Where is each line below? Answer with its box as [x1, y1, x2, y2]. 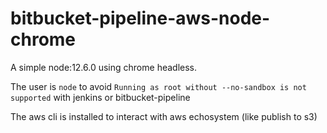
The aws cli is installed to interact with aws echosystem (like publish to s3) [10, 110, 318, 122]
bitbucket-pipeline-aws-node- [10, 7, 271, 30]
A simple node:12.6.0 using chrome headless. [10, 61, 198, 73]
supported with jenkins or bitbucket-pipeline [10, 91, 191, 103]
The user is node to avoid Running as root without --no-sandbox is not [10, 80, 307, 92]
